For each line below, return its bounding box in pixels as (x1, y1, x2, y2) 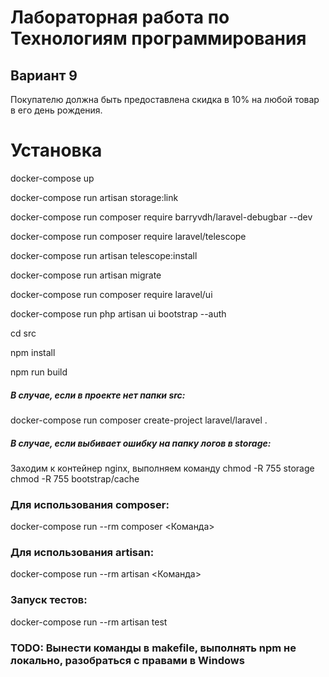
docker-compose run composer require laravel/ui (10, 288, 213, 300)
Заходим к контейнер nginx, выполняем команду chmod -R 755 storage (10, 462, 315, 474)
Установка (10, 139, 103, 162)
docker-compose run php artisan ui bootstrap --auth (10, 307, 227, 320)
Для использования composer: (10, 497, 170, 511)
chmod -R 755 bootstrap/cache (10, 472, 140, 485)
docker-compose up (10, 172, 95, 184)
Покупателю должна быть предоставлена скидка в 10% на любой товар (10, 94, 320, 105)
